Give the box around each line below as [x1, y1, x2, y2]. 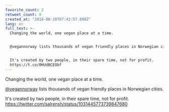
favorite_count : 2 [5, 7, 44, 13]
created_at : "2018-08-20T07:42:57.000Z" [5, 17, 92, 22]
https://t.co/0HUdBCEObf [10, 62, 62, 67]
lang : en [5, 21, 24, 27]
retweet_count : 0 [5, 12, 42, 17]
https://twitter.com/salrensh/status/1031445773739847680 [5, 101, 128, 107]
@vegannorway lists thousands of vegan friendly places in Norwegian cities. [5, 86, 164, 92]
